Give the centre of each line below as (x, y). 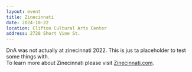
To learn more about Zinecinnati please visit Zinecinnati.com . (80, 63)
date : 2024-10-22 (27, 22)
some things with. (28, 57)
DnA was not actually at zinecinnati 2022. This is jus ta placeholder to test (96, 50)
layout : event (24, 12)
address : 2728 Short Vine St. (43, 34)
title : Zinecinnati (30, 17)
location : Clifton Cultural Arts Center (57, 28)
